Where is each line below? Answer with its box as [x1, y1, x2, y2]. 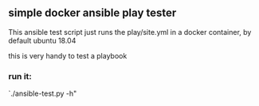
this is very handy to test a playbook [8, 51, 128, 60]
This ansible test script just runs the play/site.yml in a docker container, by [8, 27, 252, 36]
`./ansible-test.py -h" [8, 89, 77, 98]
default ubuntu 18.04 [8, 36, 77, 45]
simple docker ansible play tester [8, 6, 177, 20]
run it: [8, 70, 32, 81]
